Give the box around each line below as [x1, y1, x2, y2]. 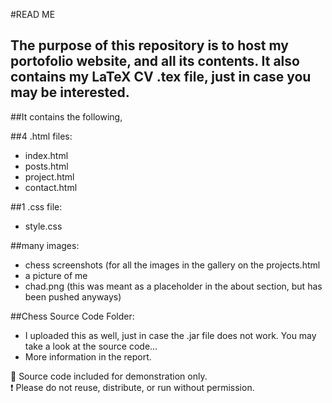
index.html [24, 149, 69, 161]
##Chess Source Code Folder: [10, 310, 135, 322]
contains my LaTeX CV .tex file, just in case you [10, 69, 312, 86]
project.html [24, 170, 75, 183]
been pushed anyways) [24, 290, 122, 303]
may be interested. [10, 84, 130, 101]
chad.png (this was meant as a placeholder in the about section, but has [24, 280, 323, 292]
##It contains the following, [10, 110, 123, 123]
